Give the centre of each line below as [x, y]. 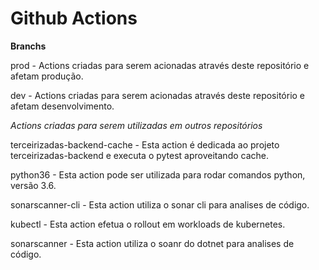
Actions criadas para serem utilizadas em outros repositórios [136, 125]
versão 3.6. [33, 185]
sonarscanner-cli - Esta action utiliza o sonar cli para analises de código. [160, 204]
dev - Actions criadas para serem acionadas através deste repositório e [158, 95]
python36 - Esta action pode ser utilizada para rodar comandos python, [158, 174]
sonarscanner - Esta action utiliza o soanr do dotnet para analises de [152, 243]
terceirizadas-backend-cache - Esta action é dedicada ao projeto [145, 144]
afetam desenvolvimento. [62, 106]
